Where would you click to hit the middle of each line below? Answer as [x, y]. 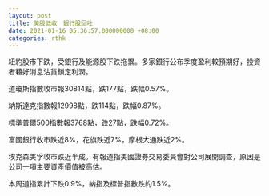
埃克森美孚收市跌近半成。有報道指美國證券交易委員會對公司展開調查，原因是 [134, 157]
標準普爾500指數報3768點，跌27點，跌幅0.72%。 [91, 123]
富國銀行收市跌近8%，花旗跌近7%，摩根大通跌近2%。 [99, 140]
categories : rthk [37, 38]
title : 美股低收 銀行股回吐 [51, 23]
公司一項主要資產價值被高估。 [57, 167]
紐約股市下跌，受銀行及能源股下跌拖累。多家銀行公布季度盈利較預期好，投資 [134, 62]
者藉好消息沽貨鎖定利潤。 [50, 72]
